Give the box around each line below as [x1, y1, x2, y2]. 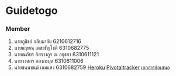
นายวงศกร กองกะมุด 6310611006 [13, 57, 84, 64]
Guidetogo [5, 4, 58, 17]
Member [5, 25, 30, 33]
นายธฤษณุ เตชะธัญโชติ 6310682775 [13, 45, 89, 52]
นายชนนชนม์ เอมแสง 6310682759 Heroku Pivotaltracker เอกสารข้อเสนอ [13, 64, 170, 71]
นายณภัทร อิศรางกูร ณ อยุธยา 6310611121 [13, 51, 99, 58]
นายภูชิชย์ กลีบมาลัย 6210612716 [13, 38, 81, 45]
